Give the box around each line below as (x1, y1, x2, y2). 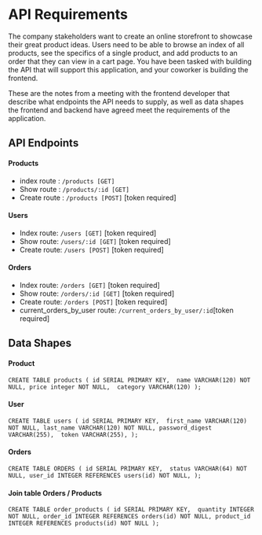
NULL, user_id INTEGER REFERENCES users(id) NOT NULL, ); (8, 471, 202, 479)
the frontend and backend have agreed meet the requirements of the (8, 105, 231, 115)
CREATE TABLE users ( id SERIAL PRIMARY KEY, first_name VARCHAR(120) (8, 417, 247, 425)
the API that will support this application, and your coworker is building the (8, 65, 249, 74)
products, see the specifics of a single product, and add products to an (8, 48, 238, 57)
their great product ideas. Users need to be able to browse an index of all (8, 39, 245, 49)
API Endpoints (8, 136, 79, 150)
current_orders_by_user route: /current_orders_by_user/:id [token (19, 305, 234, 315)
